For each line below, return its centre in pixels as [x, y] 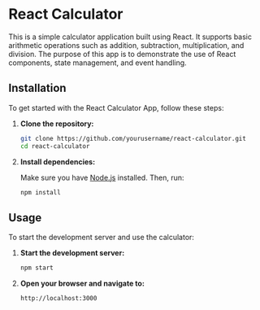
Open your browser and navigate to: [82, 284]
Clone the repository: [57, 124]
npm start [37, 268]
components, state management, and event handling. [97, 63]
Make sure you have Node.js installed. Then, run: [102, 177]
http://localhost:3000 [58, 299]
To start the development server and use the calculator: [102, 238]
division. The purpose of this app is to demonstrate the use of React [122, 54]
